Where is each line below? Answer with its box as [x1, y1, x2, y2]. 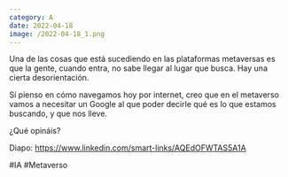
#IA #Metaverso [9, 160, 68, 171]
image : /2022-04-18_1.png [9, 29, 105, 38]
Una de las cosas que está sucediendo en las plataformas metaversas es [9, 54, 276, 65]
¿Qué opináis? [9, 126, 61, 136]
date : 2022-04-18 [9, 21, 74, 30]
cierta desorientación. [9, 73, 90, 83]
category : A [9, 12, 53, 22]
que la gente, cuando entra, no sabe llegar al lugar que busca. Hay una [9, 63, 269, 73]
